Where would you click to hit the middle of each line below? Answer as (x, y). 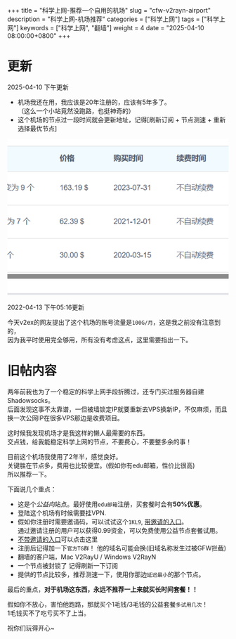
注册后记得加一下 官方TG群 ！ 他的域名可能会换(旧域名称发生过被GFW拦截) (122, 548)
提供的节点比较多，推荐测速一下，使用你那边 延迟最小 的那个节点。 (111, 574)
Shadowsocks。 (31, 401)
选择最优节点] (37, 128)
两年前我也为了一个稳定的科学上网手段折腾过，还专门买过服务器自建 (106, 392)
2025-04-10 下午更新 (38, 87)
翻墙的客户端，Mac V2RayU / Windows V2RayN (87, 557)
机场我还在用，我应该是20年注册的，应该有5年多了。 (94, 102)
